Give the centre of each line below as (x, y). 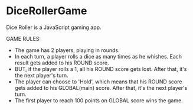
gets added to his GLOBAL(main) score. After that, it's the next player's (101, 88)
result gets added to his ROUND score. (62, 63)
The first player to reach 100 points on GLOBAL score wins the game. (99, 100)
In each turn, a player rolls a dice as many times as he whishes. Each (98, 56)
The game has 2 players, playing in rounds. (67, 50)
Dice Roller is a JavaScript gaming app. (54, 27)
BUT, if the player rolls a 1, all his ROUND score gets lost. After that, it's (101, 69)
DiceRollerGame (47, 11)
